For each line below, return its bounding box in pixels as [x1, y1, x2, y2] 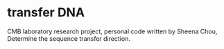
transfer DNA [7, 5, 85, 20]
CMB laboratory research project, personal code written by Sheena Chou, [7, 27, 218, 35]
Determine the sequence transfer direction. [7, 34, 130, 42]
